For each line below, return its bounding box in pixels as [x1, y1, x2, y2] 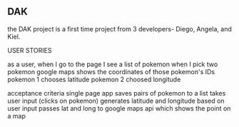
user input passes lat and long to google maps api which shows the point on [7, 103, 231, 113]
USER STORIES [7, 46, 52, 54]
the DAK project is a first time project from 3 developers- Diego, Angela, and [7, 24, 232, 33]
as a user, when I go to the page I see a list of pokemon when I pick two [7, 60, 218, 68]
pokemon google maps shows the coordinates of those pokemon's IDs [7, 67, 215, 76]
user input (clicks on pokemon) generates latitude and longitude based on [7, 96, 225, 105]
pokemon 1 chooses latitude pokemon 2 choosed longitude [7, 75, 181, 83]
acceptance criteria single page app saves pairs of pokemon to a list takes [7, 88, 226, 97]
